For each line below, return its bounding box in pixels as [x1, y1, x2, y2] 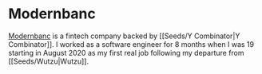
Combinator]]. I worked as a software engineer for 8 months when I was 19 [8, 39, 254, 49]
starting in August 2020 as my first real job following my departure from [8, 48, 245, 57]
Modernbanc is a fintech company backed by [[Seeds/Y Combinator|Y [8, 31, 240, 41]
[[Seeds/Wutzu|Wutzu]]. [8, 56, 89, 66]
